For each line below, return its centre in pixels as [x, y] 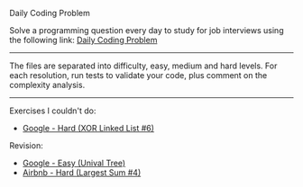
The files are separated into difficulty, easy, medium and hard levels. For [143, 66]
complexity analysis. [47, 85]
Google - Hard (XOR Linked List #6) [88, 128]
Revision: [26, 146]
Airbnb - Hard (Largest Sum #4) [82, 173]
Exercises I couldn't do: [53, 111]
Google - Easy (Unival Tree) [74, 163]
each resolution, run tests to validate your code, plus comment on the [138, 75]
